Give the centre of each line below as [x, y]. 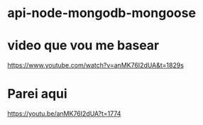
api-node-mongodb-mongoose [102, 13]
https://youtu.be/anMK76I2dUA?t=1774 [64, 114]
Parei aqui [37, 94]
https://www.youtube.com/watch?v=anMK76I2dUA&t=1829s [96, 65]
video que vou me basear [83, 46]
